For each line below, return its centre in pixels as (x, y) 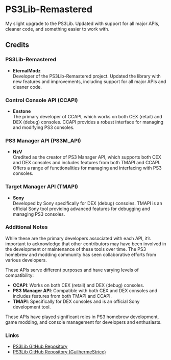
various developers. (26, 260)
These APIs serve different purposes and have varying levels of (72, 270)
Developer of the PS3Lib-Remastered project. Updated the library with (87, 76)
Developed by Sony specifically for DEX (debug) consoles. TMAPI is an (87, 203)
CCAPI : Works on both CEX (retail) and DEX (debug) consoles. (78, 285)
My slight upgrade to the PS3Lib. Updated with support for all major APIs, (82, 23)
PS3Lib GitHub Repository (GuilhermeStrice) (59, 352)
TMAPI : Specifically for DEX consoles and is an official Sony (76, 301)
